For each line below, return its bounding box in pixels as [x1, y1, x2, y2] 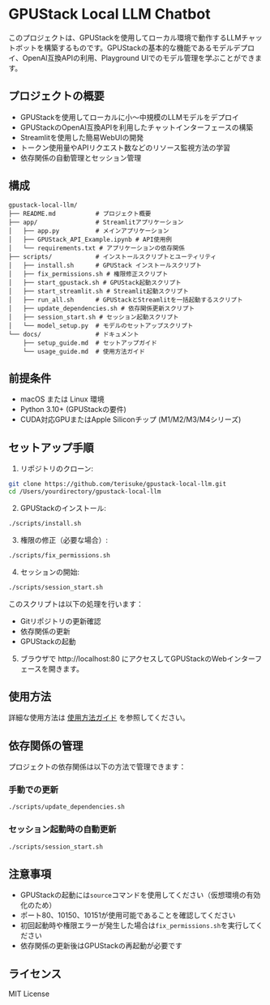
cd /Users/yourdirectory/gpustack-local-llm [8, 487, 161, 496]
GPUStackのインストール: [19, 503, 107, 513]
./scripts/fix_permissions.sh [8, 551, 111, 560]
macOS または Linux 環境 [19, 394, 105, 404]
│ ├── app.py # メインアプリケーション [8, 226, 169, 235]
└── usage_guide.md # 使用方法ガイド [23, 347, 146, 355]
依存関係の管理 [8, 739, 84, 753]
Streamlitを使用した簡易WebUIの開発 [19, 132, 144, 142]
